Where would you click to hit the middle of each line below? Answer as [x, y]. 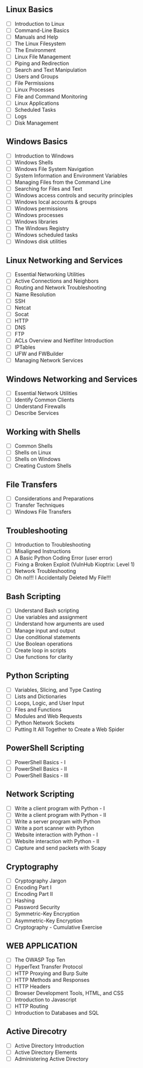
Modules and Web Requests [48, 716]
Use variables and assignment [51, 617]
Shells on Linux [33, 452]
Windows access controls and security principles [74, 195]
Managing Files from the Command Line [63, 182]
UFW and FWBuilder [39, 354]
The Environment [35, 50]
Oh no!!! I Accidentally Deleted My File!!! [63, 578]
